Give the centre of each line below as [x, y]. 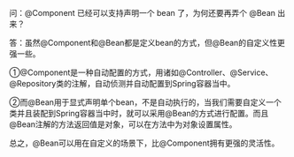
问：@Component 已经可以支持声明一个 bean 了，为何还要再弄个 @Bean [143, 13]
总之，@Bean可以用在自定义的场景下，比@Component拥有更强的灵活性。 [144, 143]
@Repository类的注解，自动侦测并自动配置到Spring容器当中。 [122, 83]
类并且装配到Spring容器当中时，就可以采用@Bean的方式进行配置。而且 [139, 113]
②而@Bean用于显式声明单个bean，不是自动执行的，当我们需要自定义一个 [145, 102]
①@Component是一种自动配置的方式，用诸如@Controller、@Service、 [141, 72]
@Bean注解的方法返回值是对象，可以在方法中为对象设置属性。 [123, 124]
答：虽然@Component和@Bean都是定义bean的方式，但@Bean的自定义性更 [147, 43]
